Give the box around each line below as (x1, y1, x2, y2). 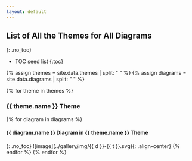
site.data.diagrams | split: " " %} (6, 75, 85, 83)
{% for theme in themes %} (6, 87, 73, 94)
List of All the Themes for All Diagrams (6, 31, 152, 41)
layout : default (6, 8, 47, 15)
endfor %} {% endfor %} (6, 149, 67, 156)
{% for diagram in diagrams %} (6, 115, 83, 122)
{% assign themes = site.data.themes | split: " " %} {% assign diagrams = (6, 70, 187, 77)
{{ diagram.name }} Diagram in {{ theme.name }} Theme (6, 129, 148, 137)
